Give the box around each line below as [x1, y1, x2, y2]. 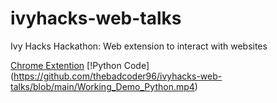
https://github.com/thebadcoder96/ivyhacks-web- [13, 70, 223, 82]
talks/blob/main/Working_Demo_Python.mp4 [10, 80, 195, 92]
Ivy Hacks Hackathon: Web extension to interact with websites [10, 40, 268, 52]
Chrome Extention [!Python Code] [10, 59, 150, 71]
